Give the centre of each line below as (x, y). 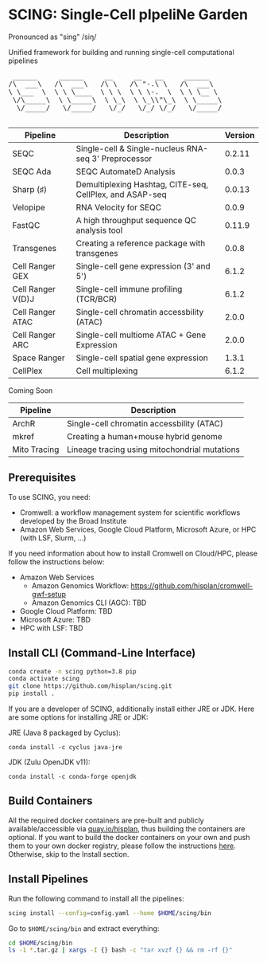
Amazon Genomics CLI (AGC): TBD (89, 603)
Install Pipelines (48, 880)
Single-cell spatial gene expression (142, 358)
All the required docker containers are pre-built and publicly (106, 820)
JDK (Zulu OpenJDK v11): (49, 762)
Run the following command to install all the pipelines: (96, 898)
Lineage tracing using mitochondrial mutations (154, 450)
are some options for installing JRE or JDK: (78, 717)
